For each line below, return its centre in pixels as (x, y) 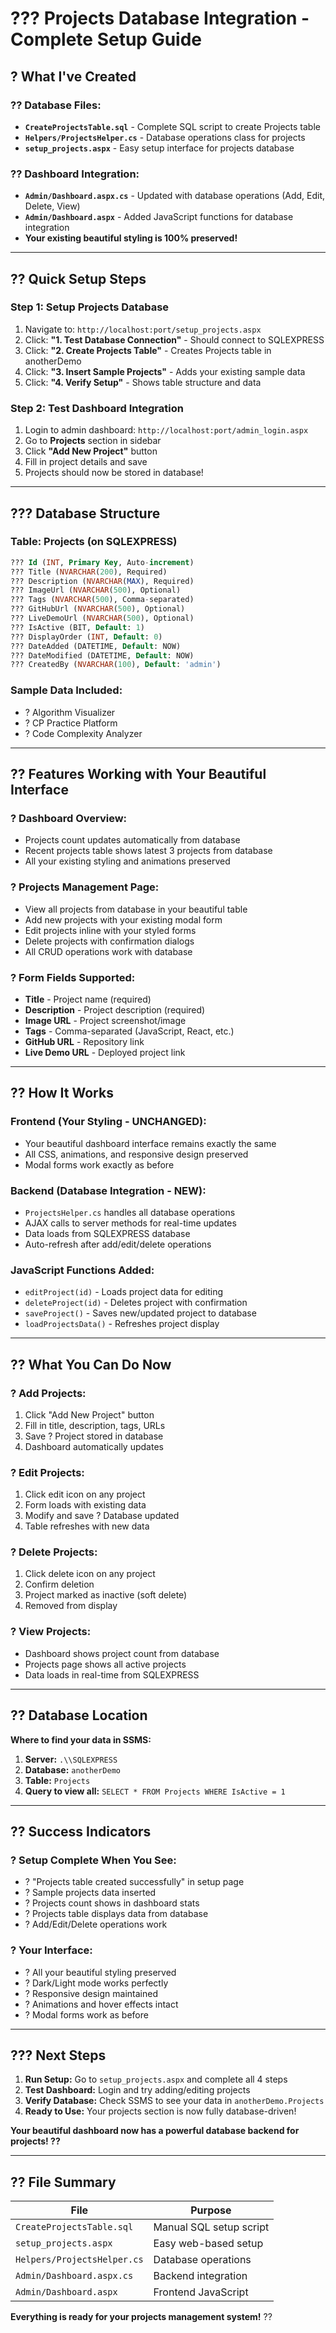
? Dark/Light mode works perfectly (96, 1983)
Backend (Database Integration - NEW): (108, 1190)
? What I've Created (73, 76)
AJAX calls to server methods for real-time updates (130, 1223)
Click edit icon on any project (85, 1494)
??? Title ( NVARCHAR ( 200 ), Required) (89, 572)
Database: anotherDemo (72, 1769)
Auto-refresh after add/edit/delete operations (118, 1244)
